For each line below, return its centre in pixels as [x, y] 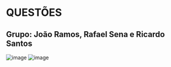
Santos [19, 43]
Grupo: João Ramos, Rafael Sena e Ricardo [85, 34]
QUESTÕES [34, 13]
